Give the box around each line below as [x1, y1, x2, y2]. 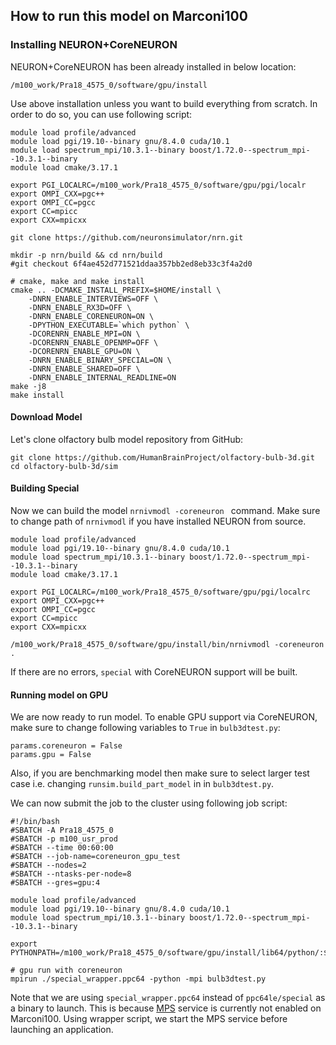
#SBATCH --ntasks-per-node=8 [10, 869, 132, 879]
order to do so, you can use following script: [10, 108, 193, 120]
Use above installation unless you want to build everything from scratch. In [10, 97, 318, 109]
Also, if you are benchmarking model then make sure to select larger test [10, 767, 310, 779]
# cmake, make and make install [10, 276, 145, 286]
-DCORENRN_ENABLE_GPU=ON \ [28, 346, 141, 356]
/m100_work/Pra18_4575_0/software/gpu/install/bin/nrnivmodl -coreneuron [10, 640, 325, 650]
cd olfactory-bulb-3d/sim [10, 461, 118, 471]
